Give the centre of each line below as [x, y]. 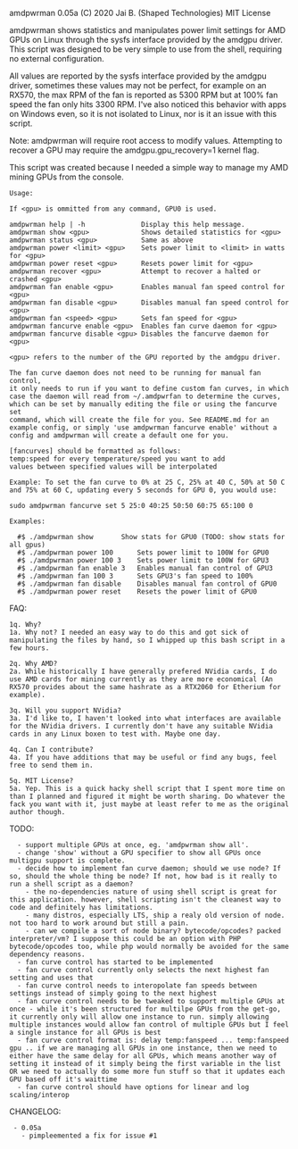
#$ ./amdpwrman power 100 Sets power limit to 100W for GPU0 [143, 553]
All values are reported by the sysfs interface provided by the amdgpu [138, 76]
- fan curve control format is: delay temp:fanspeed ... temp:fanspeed [153, 1040]
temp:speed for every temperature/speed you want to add [117, 459]
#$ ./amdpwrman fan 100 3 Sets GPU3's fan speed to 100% [135, 576]
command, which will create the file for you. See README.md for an [139, 420]
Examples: [28, 521]
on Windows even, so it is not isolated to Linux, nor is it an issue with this [143, 114]
